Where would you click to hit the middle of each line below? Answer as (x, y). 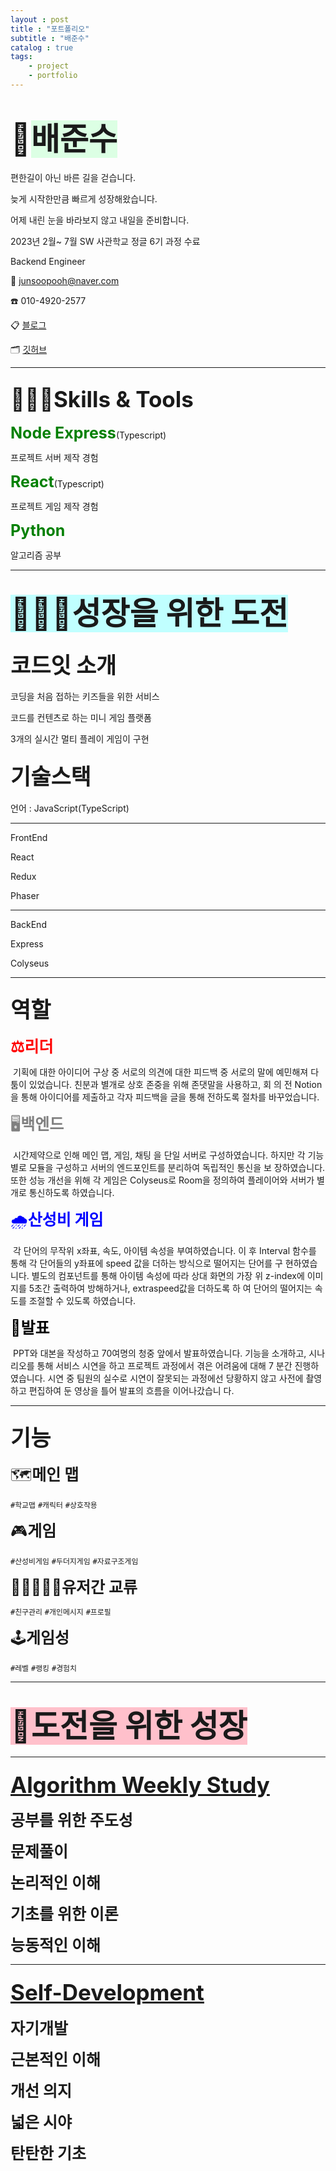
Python (38, 530)
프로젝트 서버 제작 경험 (54, 457)
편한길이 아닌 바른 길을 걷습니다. (73, 177)
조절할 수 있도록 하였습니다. (82, 1300)
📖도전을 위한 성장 (129, 1725)
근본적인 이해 (55, 2059)
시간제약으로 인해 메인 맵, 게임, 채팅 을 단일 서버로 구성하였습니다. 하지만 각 (159, 1155)
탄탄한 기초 (48, 2153)
